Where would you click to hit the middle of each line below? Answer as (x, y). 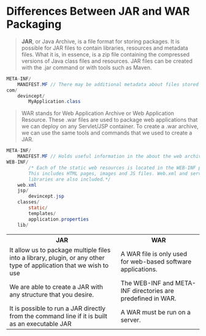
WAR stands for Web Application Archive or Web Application (98, 113)
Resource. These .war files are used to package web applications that (109, 120)
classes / (29, 202)
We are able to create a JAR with (56, 287)
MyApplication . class (55, 102)
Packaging (34, 24)
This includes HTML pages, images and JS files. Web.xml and (108, 173)
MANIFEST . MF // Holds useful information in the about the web (100, 157)
